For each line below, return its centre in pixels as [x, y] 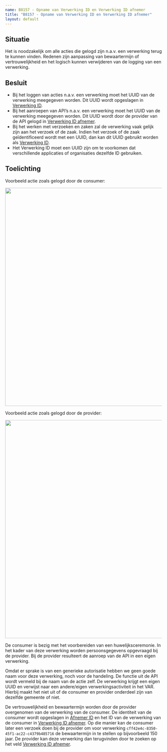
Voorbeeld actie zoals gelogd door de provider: [53, 413]
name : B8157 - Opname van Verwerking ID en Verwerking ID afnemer [75, 10]
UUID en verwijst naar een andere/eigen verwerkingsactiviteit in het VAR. [80, 687]
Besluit [16, 83]
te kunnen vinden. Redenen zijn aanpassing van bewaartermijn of [72, 57]
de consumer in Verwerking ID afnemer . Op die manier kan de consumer [79, 723]
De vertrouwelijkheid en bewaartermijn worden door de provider [71, 707]
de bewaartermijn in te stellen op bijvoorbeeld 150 [106, 733]
